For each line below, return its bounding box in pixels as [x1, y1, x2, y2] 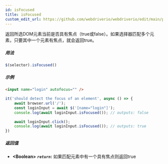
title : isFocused [5, 12, 41, 17]
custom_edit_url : [5, 17, 41, 22]
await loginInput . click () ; [14, 119, 70, 124]
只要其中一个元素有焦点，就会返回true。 [13, 37, 97, 43]
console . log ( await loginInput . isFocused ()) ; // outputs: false [14, 110, 149, 115]
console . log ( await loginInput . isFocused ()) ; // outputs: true [14, 124, 146, 129]
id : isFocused [5, 7, 35, 13]
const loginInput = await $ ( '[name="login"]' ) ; [14, 105, 115, 110]
